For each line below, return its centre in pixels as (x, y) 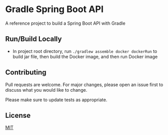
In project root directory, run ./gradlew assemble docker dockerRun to (85, 51)
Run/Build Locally (34, 39)
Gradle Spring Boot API (54, 9)
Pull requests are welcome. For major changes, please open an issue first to (84, 85)
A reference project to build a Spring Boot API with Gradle (65, 23)
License (18, 115)
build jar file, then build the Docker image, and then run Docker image (85, 56)
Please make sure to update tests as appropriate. (56, 100)
